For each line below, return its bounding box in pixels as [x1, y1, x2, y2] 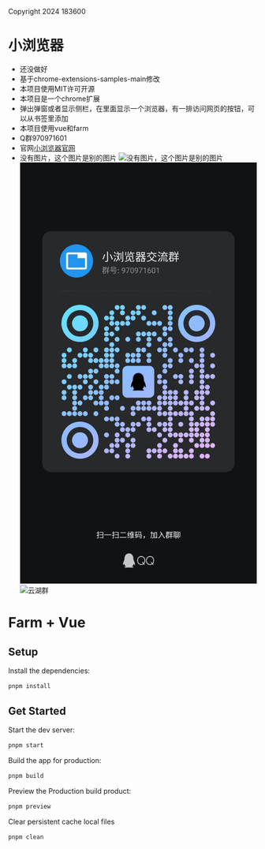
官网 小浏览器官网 [19, 143, 76, 152]
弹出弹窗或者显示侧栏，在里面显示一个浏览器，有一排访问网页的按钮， [19, 103, 248, 113]
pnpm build [8, 772, 44, 780]
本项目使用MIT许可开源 [19, 84, 95, 93]
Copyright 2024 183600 [8, 7, 86, 16]
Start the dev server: [8, 725, 75, 735]
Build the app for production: [8, 755, 102, 765]
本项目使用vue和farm [19, 123, 89, 133]
